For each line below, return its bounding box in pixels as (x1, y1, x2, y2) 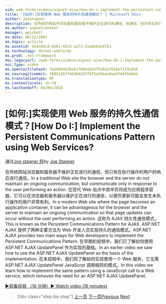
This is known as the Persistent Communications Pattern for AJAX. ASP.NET (5, 221, 161, 227)
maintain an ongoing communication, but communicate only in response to (5, 181, 157, 187)
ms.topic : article (5, 39, 43, 44)
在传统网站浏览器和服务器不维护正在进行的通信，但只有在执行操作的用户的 (5, 169, 157, 175)
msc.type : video (5, 62, 39, 67)
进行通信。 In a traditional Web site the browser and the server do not (9, 175, 150, 181)
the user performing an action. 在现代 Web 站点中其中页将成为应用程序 (5, 187, 149, 192)
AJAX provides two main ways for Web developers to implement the (5, 232, 144, 238)
